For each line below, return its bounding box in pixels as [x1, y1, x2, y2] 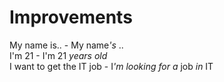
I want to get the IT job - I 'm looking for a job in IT [9, 60, 214, 72]
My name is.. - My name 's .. [9, 39, 124, 51]
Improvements [9, 6, 133, 29]
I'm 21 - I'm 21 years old [9, 49, 108, 61]
